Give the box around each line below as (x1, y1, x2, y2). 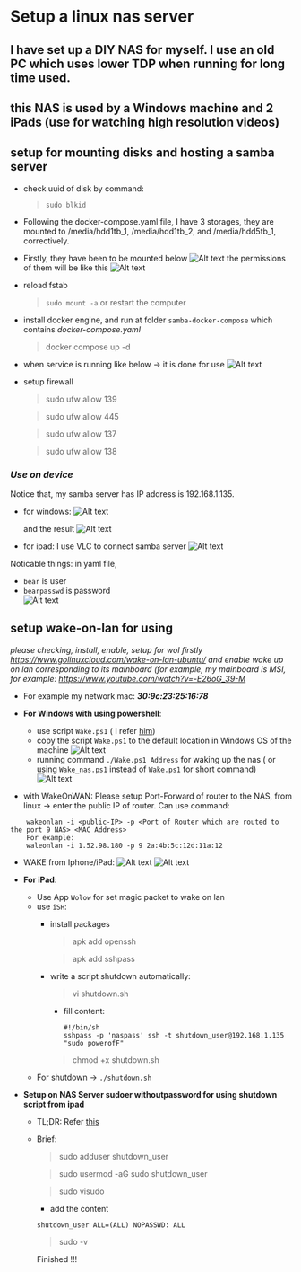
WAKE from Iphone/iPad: (22, 856, 116, 868)
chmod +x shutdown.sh (72, 1054, 159, 1065)
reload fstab (22, 279, 68, 290)
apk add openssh (72, 936, 137, 947)
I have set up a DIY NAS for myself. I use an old (10, 42, 275, 57)
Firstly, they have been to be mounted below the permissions (22, 252, 286, 263)
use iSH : (36, 901, 67, 912)
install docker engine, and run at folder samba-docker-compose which (22, 314, 273, 325)
